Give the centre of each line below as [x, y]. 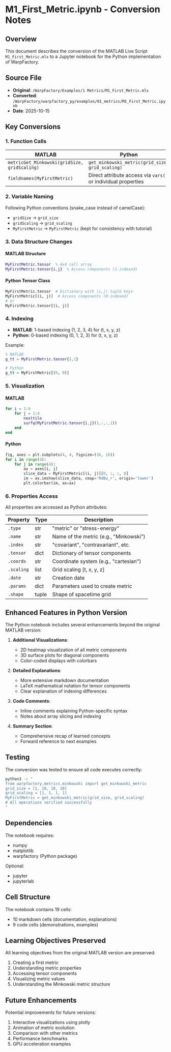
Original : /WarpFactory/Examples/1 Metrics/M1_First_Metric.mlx [81, 90]
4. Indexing [20, 319]
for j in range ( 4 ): [35, 464]
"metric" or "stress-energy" [86, 528]
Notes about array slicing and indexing [61, 716]
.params [17, 586]
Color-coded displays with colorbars [59, 660]
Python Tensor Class [28, 281]
